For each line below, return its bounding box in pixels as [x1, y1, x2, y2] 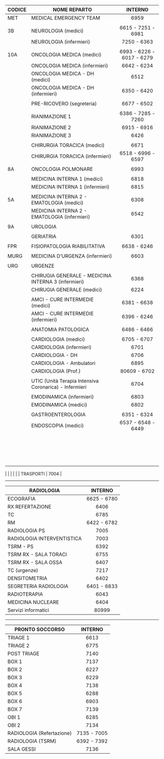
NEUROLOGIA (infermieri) [31, 39, 90, 45]
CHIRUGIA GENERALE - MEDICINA [31, 272, 112, 279]
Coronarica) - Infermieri [31, 384, 87, 390]
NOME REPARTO [53, 6, 92, 13]
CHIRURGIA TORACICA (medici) [31, 142, 105, 148]
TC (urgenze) [7, 567, 39, 573]
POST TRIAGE [7, 650, 40, 657]
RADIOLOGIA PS [7, 527, 45, 534]
